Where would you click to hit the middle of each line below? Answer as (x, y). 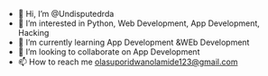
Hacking (33, 33)
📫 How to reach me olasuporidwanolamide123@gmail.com (128, 62)
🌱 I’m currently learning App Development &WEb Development (134, 42)
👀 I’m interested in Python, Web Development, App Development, (139, 23)
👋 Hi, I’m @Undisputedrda (66, 14)
